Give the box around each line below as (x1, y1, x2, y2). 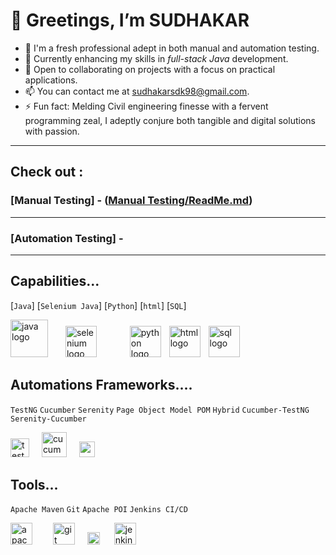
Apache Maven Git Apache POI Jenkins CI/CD (10, 505, 188, 515)
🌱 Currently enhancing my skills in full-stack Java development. (24, 52, 289, 64)
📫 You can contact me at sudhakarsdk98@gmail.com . (24, 85, 250, 97)
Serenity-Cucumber (10, 414, 87, 424)
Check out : (10, 164, 84, 181)
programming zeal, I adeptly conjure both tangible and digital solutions (24, 114, 316, 126)
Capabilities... (10, 273, 100, 290)
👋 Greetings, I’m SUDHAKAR (10, 9, 250, 32)
